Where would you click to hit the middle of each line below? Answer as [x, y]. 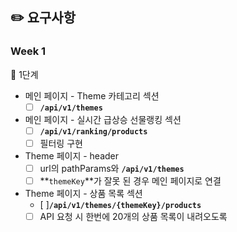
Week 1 [28, 51]
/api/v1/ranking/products [93, 131]
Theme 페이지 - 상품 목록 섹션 [83, 193]
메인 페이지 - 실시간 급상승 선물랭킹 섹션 [103, 119]
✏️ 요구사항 [43, 18]
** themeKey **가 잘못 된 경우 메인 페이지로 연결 [130, 180]
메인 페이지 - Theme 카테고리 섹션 [92, 95]
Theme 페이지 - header [72, 155]
